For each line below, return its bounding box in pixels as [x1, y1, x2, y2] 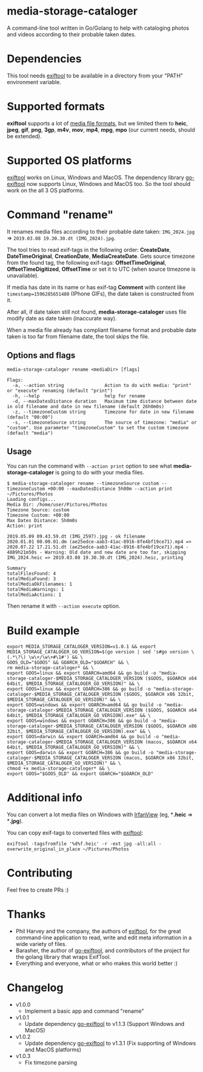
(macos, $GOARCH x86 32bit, [123, 755, 195, 761]
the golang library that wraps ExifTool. [15, 953, 111, 961]
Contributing [7, 866, 73, 880]
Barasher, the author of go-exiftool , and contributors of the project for [15, 947, 190, 955]
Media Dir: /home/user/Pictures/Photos [7, 501, 108, 508]
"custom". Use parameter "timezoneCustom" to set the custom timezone [7, 425, 189, 431]
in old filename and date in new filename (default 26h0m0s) [7, 403, 165, 409]
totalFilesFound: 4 [7, 571, 56, 577]
